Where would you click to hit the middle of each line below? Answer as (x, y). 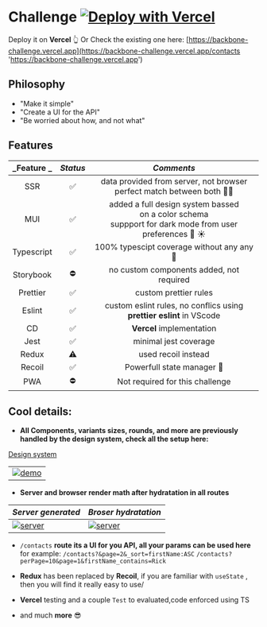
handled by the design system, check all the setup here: (114, 439)
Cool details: (40, 411)
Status (73, 168)
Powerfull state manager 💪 (174, 367)
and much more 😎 (50, 615)
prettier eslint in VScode (174, 315)
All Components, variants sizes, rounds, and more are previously (129, 431)
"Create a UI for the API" (60, 112)
